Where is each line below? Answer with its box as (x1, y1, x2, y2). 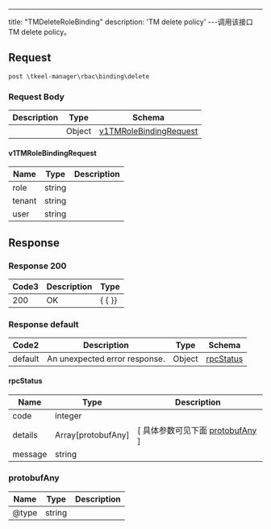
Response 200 (8, 260, 67, 271)
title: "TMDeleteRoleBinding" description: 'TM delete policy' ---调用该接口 (8, 17, 254, 27)
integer (55, 409, 82, 421)
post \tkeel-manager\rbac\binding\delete (8, 72, 150, 81)
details (12, 429, 38, 440)
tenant (12, 195, 37, 207)
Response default (8, 318, 79, 330)
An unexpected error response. (47, 353, 165, 364)
